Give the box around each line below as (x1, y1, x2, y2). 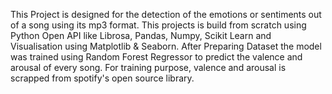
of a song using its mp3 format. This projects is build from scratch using (10, 19, 307, 31)
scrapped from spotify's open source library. (10, 72, 195, 84)
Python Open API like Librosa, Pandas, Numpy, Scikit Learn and (10, 30, 272, 41)
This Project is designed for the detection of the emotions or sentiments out (10, 9, 322, 20)
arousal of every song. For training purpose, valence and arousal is (10, 62, 287, 73)
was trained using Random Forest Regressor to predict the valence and (10, 51, 303, 63)
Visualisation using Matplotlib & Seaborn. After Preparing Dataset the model (10, 40, 322, 52)
